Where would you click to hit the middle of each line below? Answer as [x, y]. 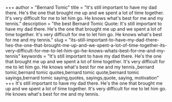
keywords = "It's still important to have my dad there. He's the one [91, 56]
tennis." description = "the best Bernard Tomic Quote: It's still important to [84, 23]
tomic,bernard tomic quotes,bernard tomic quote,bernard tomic [72, 72]
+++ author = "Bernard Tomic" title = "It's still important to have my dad [81, 7]
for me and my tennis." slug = [36, 40]
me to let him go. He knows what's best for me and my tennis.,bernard [80, 67]
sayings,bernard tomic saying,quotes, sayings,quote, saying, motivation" [82, 78]
